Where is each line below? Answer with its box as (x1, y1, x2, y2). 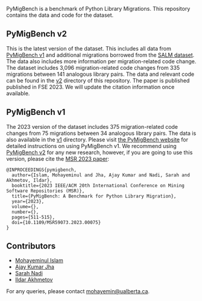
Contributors (6, 241, 56, 252)
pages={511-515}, (11, 214, 55, 220)
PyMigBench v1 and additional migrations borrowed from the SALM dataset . (6, 51, 195, 58)
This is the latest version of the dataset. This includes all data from (6, 45, 172, 52)
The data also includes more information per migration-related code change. (6, 57, 197, 65)
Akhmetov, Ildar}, (6, 177, 52, 183)
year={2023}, (11, 198, 45, 204)
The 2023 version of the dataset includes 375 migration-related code (6, 123, 178, 130)
